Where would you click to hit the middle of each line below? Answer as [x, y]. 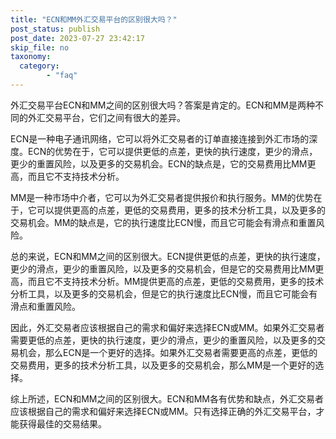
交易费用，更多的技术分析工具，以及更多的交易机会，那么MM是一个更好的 [163, 365]
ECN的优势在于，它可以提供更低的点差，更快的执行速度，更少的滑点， [172, 151]
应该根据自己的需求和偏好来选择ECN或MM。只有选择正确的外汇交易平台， [163, 411]
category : [39, 66]
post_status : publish [55, 29]
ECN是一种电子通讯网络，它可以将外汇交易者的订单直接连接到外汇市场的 [160, 138]
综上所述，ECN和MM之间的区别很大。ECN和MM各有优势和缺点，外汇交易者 [167, 398]
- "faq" [62, 76]
